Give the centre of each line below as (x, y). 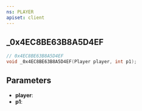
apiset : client (25, 18)
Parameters (29, 80)
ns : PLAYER (20, 12)
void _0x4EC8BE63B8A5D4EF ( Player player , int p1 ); (72, 62)
